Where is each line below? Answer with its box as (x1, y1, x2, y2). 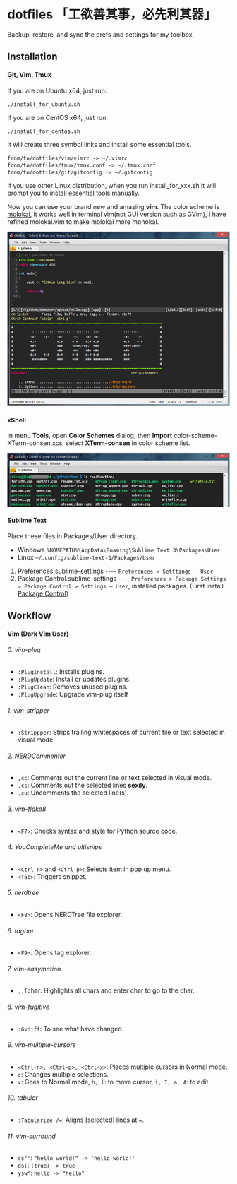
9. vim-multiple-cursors (7, 1041, 76, 1049)
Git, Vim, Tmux (7, 70, 51, 78)
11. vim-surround (7, 1132, 56, 1140)
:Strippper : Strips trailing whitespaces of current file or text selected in (17, 728, 226, 737)
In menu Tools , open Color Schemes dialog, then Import (7, 432, 173, 440)
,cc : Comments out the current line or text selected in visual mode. (17, 774, 212, 782)
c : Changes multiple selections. (17, 1070, 109, 1078)
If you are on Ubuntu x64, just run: (7, 86, 107, 95)
